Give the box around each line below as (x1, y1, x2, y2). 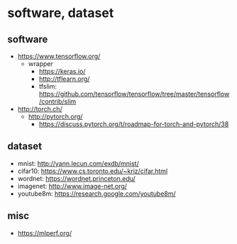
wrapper (28, 60, 53, 68)
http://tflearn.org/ (38, 74, 90, 83)
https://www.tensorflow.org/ (17, 52, 101, 60)
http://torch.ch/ (17, 105, 62, 113)
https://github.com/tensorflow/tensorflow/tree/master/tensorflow (38, 90, 230, 98)
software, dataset (7, 5, 114, 21)
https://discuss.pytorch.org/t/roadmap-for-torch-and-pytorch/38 (38, 120, 229, 128)
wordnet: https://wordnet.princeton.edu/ (17, 174, 136, 182)
